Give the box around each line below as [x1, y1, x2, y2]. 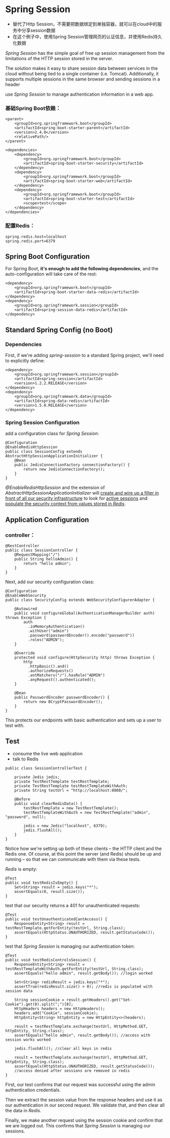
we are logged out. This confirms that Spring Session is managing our [5, 1122, 151, 1128]
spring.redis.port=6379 [5, 238, 56, 243]
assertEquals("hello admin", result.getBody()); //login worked [14, 970, 153, 976]
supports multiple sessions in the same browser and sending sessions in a [5, 76, 160, 82]
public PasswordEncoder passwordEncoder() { [14, 695, 110, 700]
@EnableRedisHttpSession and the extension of [5, 484, 105, 491]
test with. [5, 722, 25, 728]
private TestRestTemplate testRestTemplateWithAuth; [14, 783, 128, 788]
